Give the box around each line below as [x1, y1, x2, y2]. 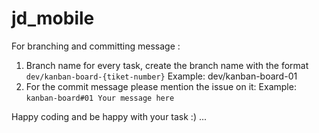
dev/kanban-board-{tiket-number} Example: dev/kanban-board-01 [25, 70, 298, 82]
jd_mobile [11, 7, 95, 30]
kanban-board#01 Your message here [25, 93, 175, 103]
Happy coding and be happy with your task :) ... [11, 110, 208, 122]
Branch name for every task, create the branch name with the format [25, 59, 309, 71]
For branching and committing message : [11, 40, 181, 52]
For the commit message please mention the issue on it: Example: [25, 80, 297, 92]
